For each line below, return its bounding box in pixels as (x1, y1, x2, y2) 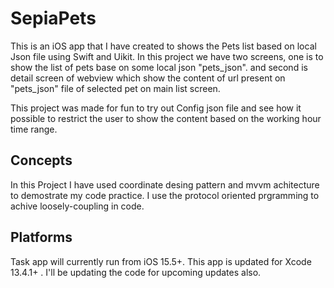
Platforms (10, 229, 73, 246)
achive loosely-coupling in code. (10, 200, 145, 212)
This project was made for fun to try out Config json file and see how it (10, 102, 302, 114)
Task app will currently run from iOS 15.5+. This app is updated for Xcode (10, 255, 312, 267)
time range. (10, 123, 58, 135)
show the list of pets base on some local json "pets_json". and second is (10, 61, 308, 73)
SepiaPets (10, 7, 97, 30)
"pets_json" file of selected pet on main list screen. (10, 82, 221, 94)
